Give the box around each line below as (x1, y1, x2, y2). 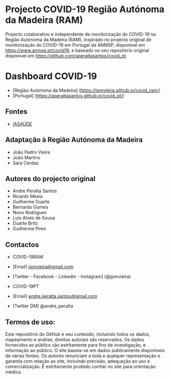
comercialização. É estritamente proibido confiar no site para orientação (5, 363, 156, 369)
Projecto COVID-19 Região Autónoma (5, 4, 164, 15)
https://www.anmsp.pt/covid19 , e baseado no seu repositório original (5, 47, 149, 53)
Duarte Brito (12, 220, 38, 226)
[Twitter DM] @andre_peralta (12, 303, 73, 309)
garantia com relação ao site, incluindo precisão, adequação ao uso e (5, 358, 150, 364)
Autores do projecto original (5, 174, 96, 183)
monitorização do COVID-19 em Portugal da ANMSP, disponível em (5, 42, 145, 48)
